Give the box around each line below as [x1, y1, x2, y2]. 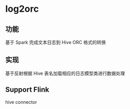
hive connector [5, 99, 37, 105]
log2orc [5, 3, 39, 15]
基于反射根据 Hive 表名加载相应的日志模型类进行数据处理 [5, 70, 125, 76]
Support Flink [5, 85, 50, 94]
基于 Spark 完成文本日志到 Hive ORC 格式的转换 [5, 39, 106, 45]
